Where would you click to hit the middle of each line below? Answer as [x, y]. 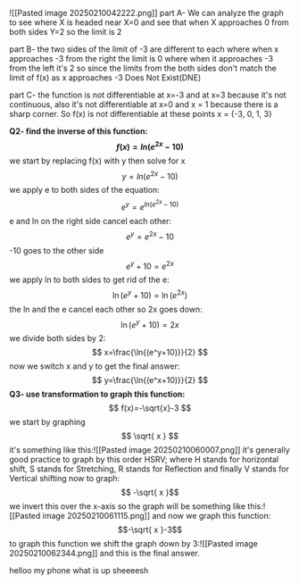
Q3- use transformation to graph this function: [97, 394]
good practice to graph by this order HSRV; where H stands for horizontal [144, 460]
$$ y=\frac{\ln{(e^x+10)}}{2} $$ [150, 380]
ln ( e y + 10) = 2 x [150, 323]
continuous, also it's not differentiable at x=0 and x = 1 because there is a [144, 104]
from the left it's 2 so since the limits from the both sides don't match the [143, 68]
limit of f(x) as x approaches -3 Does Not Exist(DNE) [105, 78]
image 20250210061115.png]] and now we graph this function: [157, 516]
